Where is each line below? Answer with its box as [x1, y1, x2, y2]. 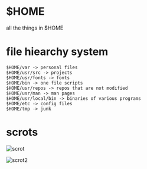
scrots [6, 126, 38, 139]
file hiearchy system [6, 45, 109, 58]
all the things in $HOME [6, 24, 64, 31]
